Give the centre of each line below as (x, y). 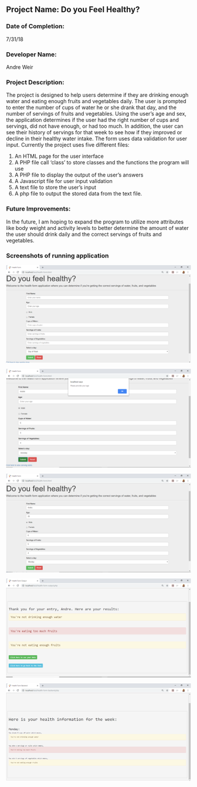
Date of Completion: (35, 26)
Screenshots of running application (57, 256)
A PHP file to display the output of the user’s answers (79, 175)
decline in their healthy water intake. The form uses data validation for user (97, 139)
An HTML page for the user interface (59, 156)
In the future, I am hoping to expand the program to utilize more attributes (95, 222)
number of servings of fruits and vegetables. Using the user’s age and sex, (96, 114)
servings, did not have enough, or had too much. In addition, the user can (95, 126)
